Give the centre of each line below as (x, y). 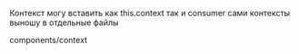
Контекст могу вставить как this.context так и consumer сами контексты (150, 13)
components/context (49, 40)
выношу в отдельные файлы (64, 22)
